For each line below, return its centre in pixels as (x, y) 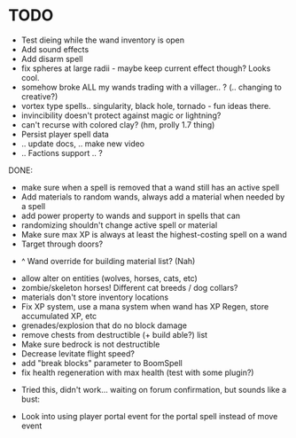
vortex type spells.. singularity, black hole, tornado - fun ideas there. (146, 106)
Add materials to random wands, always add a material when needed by (153, 197)
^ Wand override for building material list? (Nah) (108, 261)
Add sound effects (55, 49)
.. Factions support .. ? (62, 153)
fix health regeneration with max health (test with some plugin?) (137, 372)
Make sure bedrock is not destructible (90, 344)
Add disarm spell (52, 59)
